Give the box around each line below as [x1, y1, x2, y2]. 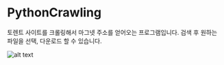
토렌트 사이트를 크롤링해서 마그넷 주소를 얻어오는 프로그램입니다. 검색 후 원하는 [7, 28, 218, 36]
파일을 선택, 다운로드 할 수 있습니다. [7, 36, 102, 45]
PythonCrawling [7, 5, 101, 21]
